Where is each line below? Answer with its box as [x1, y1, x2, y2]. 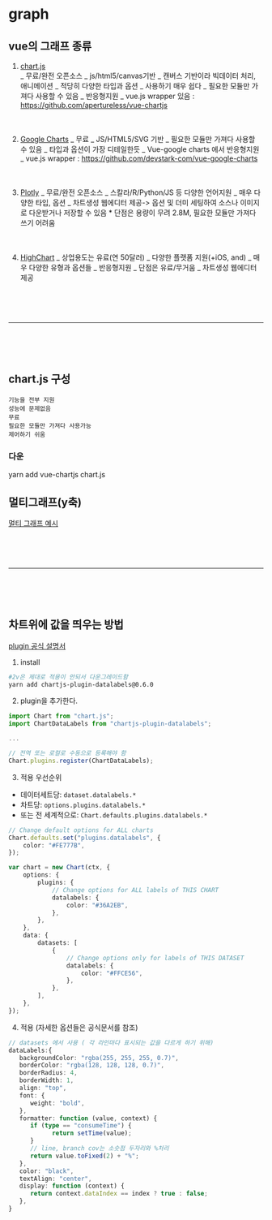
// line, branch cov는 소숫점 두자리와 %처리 [29, 1145, 169, 1153]
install [19, 657, 40, 666]
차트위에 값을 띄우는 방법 [8, 618, 124, 632]
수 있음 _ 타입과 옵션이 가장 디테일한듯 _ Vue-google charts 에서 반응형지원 [19, 144, 260, 154]
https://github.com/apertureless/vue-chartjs [19, 101, 168, 110]
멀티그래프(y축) [8, 495, 83, 509]
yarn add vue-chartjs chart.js [8, 470, 106, 480]
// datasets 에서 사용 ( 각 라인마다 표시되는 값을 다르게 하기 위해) [8, 1038, 215, 1047]
